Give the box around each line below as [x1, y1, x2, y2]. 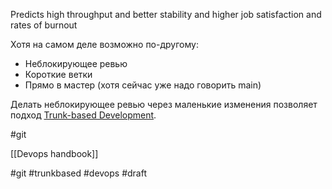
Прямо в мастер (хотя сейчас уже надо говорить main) [24, 79, 262, 91]
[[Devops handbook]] [10, 148, 99, 159]
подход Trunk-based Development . [10, 109, 157, 121]
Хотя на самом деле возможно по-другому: [10, 39, 199, 50]
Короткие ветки [24, 69, 93, 80]
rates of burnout [10, 19, 78, 31]
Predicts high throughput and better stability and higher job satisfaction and [10, 9, 322, 20]
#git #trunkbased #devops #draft [10, 167, 148, 179]
